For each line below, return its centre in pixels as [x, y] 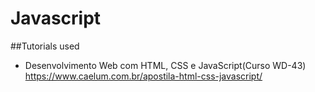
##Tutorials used [45, 46]
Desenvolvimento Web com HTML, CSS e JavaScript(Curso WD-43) [165, 65]
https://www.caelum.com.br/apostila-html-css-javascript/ [143, 76]
